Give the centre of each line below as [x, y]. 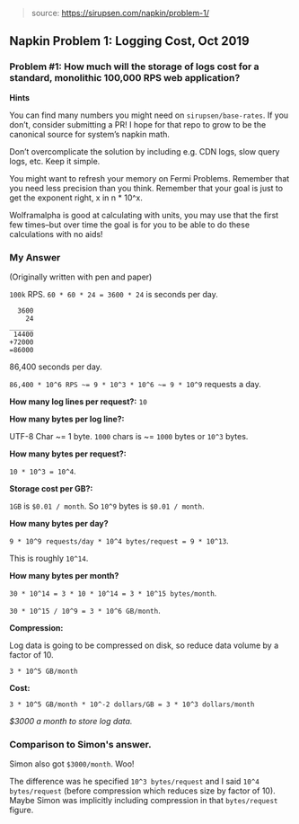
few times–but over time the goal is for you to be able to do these [129, 225]
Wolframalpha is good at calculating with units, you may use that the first [144, 215]
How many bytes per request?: [68, 454]
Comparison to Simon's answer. [80, 744]
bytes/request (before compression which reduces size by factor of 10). [142, 791]
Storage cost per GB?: [51, 488]
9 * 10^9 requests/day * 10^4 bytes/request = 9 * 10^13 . [119, 540]
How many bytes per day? [59, 523]
